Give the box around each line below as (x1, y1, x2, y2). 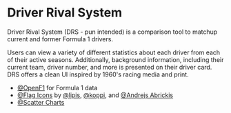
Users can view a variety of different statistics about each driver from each (7, 48, 221, 56)
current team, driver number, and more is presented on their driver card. (7, 63, 212, 71)
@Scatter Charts (17, 98, 65, 106)
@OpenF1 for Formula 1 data (17, 83, 98, 92)
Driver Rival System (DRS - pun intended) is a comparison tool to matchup (7, 28, 218, 36)
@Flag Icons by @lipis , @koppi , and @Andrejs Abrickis (17, 91, 174, 99)
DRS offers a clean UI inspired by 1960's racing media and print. (7, 70, 189, 79)
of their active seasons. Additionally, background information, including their (7, 55, 224, 63)
